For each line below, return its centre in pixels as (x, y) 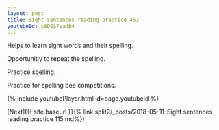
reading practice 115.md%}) (46, 119)
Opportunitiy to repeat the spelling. (56, 59)
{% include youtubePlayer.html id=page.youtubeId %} (83, 99)
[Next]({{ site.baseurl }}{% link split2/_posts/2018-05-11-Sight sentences (110, 112)
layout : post (26, 13)
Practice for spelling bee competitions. (62, 86)
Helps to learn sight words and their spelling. (70, 46)
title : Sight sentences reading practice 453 (73, 20)
